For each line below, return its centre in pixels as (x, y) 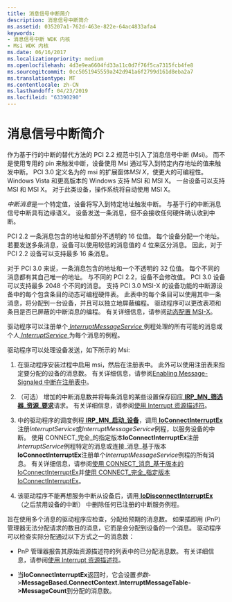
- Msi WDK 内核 (28, 46)
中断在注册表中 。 (68, 382)
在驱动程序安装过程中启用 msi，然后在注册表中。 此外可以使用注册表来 (118, 365)
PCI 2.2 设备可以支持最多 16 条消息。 (60, 253)
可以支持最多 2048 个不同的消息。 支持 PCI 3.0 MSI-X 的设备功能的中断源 (112, 285)
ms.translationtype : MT (42, 78)
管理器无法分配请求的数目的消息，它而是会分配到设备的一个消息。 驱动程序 (114, 528)
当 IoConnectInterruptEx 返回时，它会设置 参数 (83, 574)
